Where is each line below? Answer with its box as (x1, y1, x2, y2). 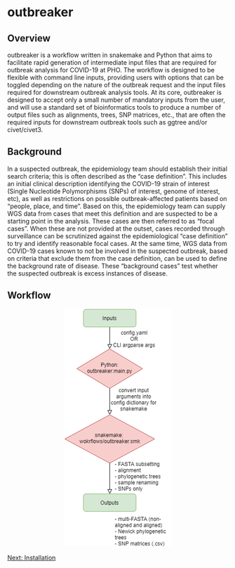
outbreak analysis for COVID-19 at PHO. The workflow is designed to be (7, 66, 215, 74)
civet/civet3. (7, 126, 43, 134)
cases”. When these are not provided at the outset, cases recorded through (7, 224, 225, 233)
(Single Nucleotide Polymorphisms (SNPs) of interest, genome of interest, (7, 187, 220, 195)
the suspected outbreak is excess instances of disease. (7, 269, 168, 278)
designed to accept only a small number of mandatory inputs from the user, (7, 96, 226, 104)
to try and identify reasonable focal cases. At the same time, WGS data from (7, 239, 227, 247)
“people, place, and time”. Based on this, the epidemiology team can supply (7, 202, 226, 210)
